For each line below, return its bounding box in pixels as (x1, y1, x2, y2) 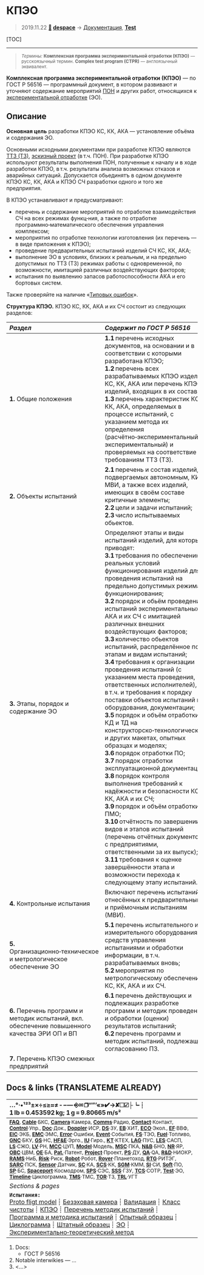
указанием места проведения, (104, 672, 195, 681)
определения (104, 425, 144, 434)
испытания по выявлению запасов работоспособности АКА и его (15, 272, 186, 280)
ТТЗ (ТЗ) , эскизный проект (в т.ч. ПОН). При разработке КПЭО (6, 152, 169, 159)
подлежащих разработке (104, 998, 179, 1007)
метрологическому (104, 973, 163, 982)
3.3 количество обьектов (104, 635, 179, 643)
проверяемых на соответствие (104, 447, 197, 456)
